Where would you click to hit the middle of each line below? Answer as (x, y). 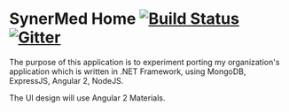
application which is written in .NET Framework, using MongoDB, (128, 71)
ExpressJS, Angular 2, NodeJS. (66, 80)
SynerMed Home (73, 19)
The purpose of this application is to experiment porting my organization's (144, 62)
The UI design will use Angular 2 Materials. (87, 98)
